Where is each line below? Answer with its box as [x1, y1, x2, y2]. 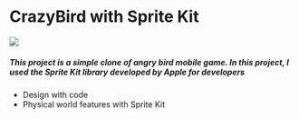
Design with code [22, 89, 89, 100]
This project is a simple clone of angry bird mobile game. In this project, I [9, 56, 290, 67]
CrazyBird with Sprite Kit [9, 6, 199, 27]
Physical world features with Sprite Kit [22, 98, 166, 110]
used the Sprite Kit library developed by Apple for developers [9, 66, 246, 77]
